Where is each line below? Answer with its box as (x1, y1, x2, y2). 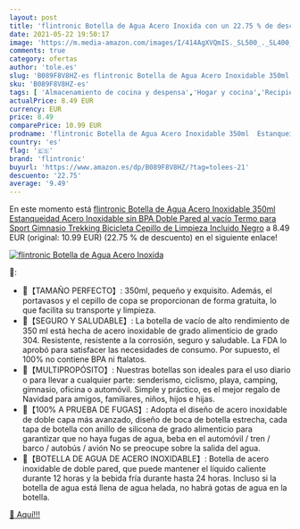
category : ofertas (9, 55, 78, 63)
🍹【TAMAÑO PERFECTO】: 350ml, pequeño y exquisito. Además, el (21, 285, 272, 296)
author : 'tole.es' (9, 63, 78, 72)
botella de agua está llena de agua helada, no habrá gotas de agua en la (21, 483, 287, 493)
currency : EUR (9, 105, 62, 113)
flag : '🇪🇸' (9, 146, 54, 155)
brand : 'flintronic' (9, 154, 87, 164)
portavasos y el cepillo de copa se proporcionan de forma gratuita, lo (21, 296, 277, 306)
